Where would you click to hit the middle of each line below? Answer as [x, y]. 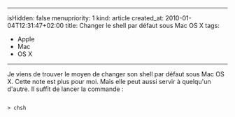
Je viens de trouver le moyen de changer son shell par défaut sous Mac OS [116, 74]
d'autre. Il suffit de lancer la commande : [65, 89]
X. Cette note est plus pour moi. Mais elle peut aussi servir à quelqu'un [109, 82]
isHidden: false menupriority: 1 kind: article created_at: [86, 18]
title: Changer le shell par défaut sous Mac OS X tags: [143, 26]
